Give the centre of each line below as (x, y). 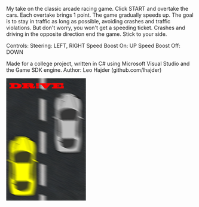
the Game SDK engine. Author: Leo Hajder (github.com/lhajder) (84, 70)
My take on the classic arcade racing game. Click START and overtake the (97, 9)
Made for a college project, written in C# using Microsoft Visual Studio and (98, 63)
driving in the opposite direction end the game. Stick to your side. (87, 34)
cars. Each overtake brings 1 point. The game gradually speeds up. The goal (100, 15)
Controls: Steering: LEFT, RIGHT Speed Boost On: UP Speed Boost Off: (94, 45)
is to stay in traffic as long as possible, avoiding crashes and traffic (88, 21)
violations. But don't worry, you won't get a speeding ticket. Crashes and (96, 28)
